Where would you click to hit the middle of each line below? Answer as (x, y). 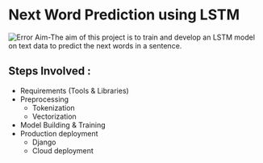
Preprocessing (44, 99)
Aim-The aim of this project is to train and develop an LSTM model (145, 37)
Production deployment (59, 133)
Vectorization (54, 116)
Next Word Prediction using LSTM (124, 15)
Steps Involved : (50, 71)
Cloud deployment (63, 150)
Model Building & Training (63, 125)
